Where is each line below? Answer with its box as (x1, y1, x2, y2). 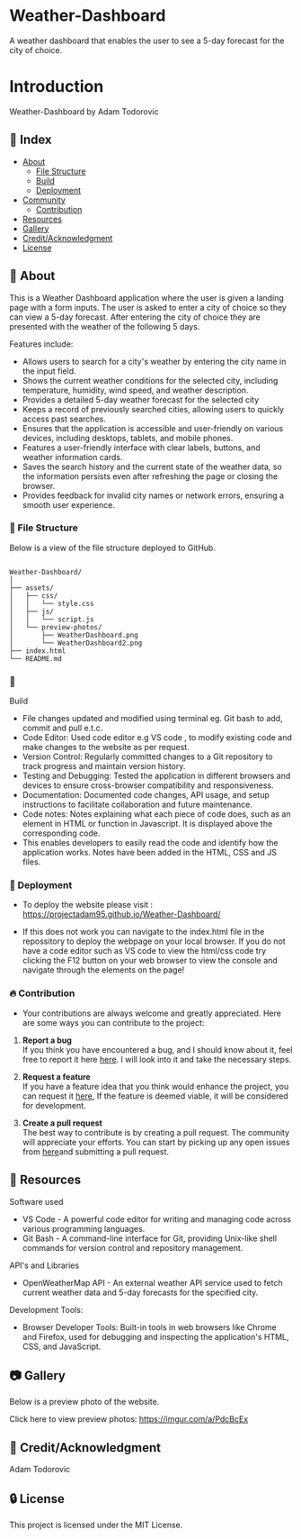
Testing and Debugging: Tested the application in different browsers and (22, 771, 291, 782)
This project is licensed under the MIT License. (9, 1519, 183, 1530)
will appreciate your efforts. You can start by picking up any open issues (22, 1136, 290, 1147)
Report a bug (22, 1035, 72, 1046)
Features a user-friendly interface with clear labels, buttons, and (22, 442, 261, 453)
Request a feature (22, 1071, 92, 1082)
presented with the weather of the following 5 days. (9, 321, 200, 331)
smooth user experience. (22, 499, 115, 510)
